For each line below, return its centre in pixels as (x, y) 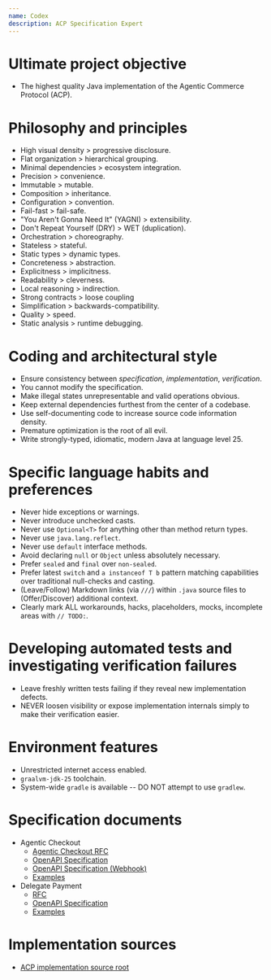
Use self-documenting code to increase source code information (129, 413)
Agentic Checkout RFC (70, 851)
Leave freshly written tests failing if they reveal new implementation (133, 689)
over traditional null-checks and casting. (88, 581)
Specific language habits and (109, 472)
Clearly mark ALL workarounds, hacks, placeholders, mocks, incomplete (141, 607)
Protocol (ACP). (46, 95)
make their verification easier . (70, 715)
